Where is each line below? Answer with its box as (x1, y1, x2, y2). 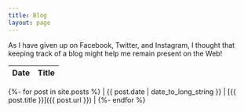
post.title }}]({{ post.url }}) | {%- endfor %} (8, 95, 146, 104)
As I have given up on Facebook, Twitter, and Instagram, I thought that (8, 40, 235, 49)
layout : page (8, 19, 51, 27)
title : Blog (8, 11, 47, 20)
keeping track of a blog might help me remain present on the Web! (8, 49, 223, 58)
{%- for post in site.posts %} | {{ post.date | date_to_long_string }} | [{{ (8, 87, 237, 96)
